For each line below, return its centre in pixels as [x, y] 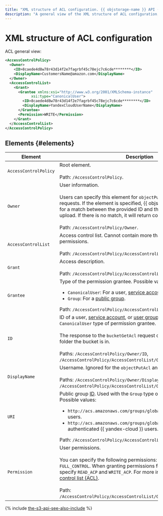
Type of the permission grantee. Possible [106, 282]
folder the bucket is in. [85, 342]
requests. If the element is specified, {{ [103, 203]
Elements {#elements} [40, 143]
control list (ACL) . [79, 478]
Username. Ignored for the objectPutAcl [105, 368]
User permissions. [80, 448]
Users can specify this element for [99, 197]
